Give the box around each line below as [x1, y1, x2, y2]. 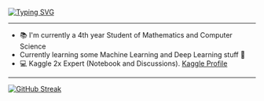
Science [19, 41, 46, 51]
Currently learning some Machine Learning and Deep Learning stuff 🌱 [19, 50, 246, 59]
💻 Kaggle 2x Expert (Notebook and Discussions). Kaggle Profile [19, 59, 228, 68]
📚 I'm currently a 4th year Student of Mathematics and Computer [19, 31, 233, 39]
